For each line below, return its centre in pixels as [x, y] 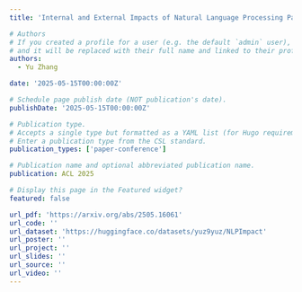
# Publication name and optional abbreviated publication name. [132, 166]
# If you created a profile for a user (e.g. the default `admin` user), [151, 42]
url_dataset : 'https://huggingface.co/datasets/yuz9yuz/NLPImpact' [138, 231]
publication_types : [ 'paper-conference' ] [88, 149]
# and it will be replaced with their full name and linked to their [142, 50]
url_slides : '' [38, 257]
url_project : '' [40, 248]
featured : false [40, 199]
